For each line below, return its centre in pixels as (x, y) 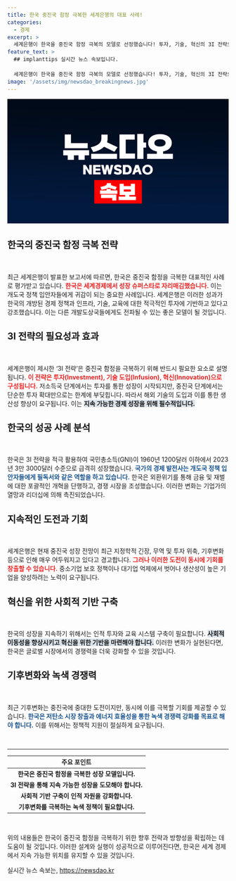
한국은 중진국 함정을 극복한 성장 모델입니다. (76, 773)
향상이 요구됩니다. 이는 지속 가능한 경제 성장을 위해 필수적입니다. (107, 403)
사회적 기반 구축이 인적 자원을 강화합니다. (77, 796)
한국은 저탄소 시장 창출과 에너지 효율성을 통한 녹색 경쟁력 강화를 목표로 (123, 716)
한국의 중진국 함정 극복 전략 (63, 245)
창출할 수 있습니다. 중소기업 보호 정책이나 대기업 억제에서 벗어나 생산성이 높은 (113, 569)
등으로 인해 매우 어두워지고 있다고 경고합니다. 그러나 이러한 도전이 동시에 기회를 (115, 560)
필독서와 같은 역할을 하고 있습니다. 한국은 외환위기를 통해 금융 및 (124, 477)
